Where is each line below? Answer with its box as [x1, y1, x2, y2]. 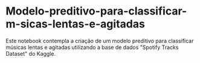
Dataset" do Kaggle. [5, 50, 56, 57]
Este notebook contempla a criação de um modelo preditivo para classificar [5, 37, 194, 44]
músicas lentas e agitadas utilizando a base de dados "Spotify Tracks [5, 44, 179, 51]
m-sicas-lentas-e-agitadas [5, 17, 146, 31]
